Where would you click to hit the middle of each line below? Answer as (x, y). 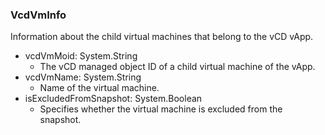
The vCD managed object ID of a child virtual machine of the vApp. (177, 67)
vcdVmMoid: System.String (81, 56)
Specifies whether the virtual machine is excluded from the (161, 109)
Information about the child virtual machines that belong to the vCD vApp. (162, 37)
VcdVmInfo (38, 15)
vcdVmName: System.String (83, 77)
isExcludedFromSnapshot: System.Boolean (113, 99)
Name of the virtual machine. (99, 88)
